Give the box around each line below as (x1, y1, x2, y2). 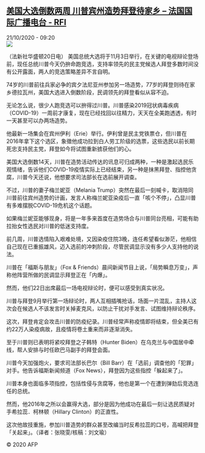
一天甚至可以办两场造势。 (6, 117, 71, 124)
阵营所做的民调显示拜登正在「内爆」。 (16, 271, 111, 278)
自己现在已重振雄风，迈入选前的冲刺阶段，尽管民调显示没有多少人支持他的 (6, 243, 193, 250)
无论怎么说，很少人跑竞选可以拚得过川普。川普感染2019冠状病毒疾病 (6, 101, 179, 109)
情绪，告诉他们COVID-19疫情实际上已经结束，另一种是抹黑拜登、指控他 (11, 166, 192, 173)
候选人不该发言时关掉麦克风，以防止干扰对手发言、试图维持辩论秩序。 (22, 304, 199, 312)
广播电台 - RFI (14, 17, 67, 28)
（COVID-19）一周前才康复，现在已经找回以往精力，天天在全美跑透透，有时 (6, 109, 197, 116)
